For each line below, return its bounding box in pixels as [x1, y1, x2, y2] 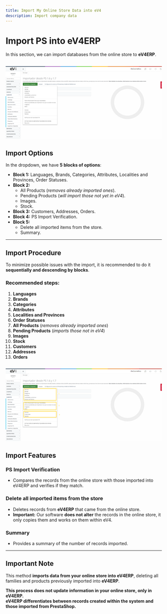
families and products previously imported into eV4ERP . [5, 578, 120, 584]
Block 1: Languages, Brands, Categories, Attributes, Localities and [12, 171, 148, 178]
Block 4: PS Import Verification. [12, 214, 78, 220]
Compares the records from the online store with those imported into [12, 477, 154, 483]
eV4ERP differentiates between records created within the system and [5, 598, 154, 604]
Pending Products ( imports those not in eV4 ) [12, 328, 106, 334]
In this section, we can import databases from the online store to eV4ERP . [5, 52, 157, 57]
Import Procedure [5, 248, 61, 257]
